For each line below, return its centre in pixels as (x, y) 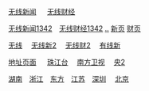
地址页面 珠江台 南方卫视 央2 (67, 62)
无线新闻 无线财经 (42, 11)
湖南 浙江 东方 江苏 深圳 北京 (69, 79)
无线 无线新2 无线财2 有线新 (65, 45)
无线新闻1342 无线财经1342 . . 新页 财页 (74, 28)
